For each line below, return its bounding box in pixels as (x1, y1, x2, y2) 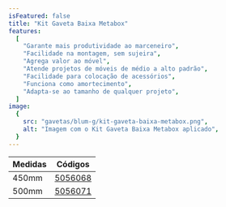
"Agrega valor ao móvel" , (23, 58, 111, 66)
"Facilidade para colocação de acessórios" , (23, 72, 176, 80)
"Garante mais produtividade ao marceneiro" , (23, 42, 180, 50)
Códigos (56, 158, 90, 170)
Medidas (12, 158, 47, 170)
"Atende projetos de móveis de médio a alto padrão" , (23, 65, 208, 73)
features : (8, 27, 42, 35)
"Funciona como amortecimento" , (23, 80, 132, 88)
